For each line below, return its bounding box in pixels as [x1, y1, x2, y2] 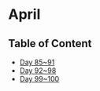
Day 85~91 [19, 57, 55, 67]
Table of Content [8, 37, 92, 50]
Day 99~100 [19, 75, 60, 83]
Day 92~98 [19, 66, 57, 75]
